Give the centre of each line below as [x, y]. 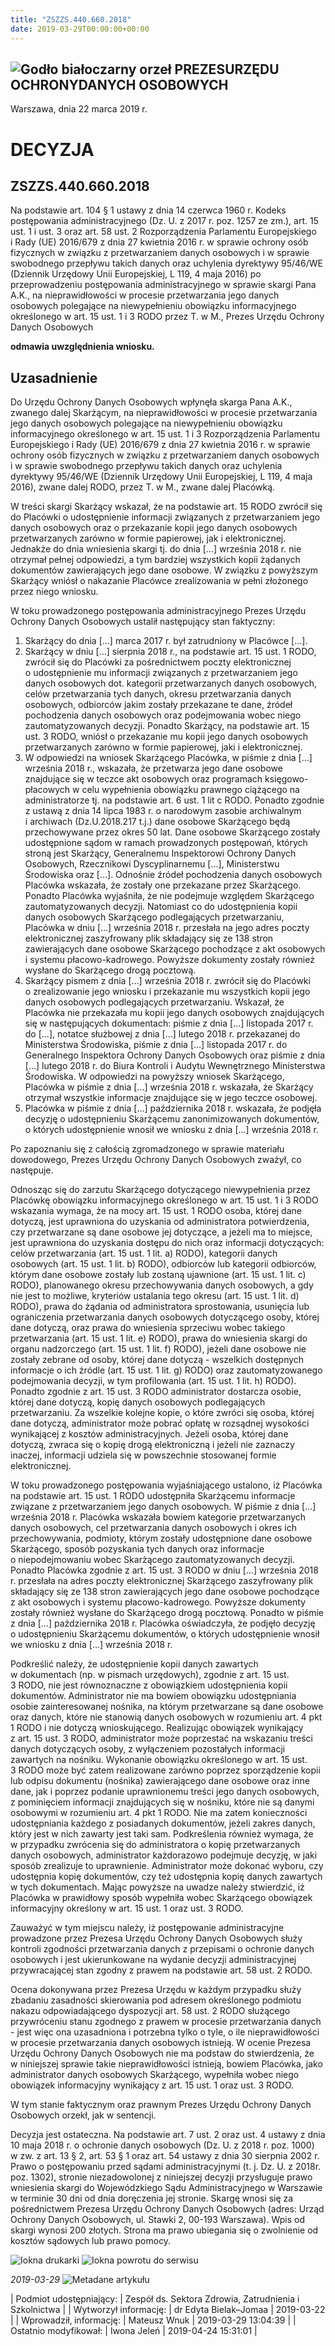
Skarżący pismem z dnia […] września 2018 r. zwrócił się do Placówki [167, 981]
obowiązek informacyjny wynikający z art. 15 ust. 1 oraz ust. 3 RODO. [152, 2085]
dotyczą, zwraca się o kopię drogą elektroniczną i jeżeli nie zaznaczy [152, 1445]
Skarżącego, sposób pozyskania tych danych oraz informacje [137, 1549]
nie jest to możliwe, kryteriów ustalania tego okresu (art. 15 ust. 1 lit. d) [155, 1296]
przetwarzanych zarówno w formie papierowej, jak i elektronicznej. [148, 538]
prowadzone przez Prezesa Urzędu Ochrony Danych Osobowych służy [156, 1938]
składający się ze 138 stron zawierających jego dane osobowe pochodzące [165, 1592]
